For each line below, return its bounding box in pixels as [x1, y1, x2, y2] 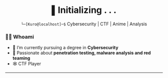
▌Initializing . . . [51, 4, 116, 16]
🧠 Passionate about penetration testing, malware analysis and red [12, 50, 151, 56]
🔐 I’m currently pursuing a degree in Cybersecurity [12, 45, 118, 51]
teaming [12, 55, 30, 61]
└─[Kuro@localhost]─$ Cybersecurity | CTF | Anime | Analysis [20, 21, 147, 27]
